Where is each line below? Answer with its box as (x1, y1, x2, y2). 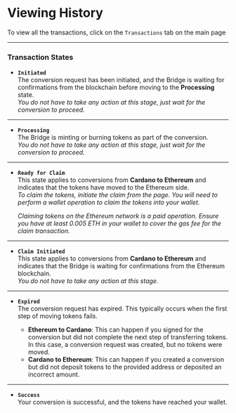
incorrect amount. (27, 370, 80, 379)
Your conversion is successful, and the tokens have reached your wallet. (17, 398, 228, 407)
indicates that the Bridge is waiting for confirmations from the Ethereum (17, 262, 225, 270)
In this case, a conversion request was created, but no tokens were (27, 341, 223, 349)
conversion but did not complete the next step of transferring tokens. (27, 333, 228, 341)
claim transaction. (17, 227, 70, 235)
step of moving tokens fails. (17, 312, 98, 320)
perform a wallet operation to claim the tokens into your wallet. (17, 198, 200, 206)
